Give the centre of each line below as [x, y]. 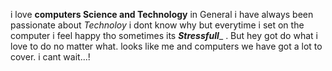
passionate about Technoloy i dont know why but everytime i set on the [157, 25]
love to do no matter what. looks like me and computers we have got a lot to [166, 46]
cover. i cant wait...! [50, 57]
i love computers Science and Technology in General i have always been [162, 14]
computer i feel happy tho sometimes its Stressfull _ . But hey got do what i [164, 35]
